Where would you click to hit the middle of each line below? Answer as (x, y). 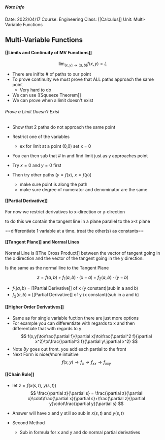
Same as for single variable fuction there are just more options (75, 318)
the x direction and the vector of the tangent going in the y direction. (74, 258)
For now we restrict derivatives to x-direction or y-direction (65, 211)
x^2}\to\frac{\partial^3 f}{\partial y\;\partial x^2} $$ (86, 341)
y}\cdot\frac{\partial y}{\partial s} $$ (86, 404)
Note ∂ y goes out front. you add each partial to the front (69, 349)
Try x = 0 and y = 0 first (37, 165)
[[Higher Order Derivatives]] (34, 307)
